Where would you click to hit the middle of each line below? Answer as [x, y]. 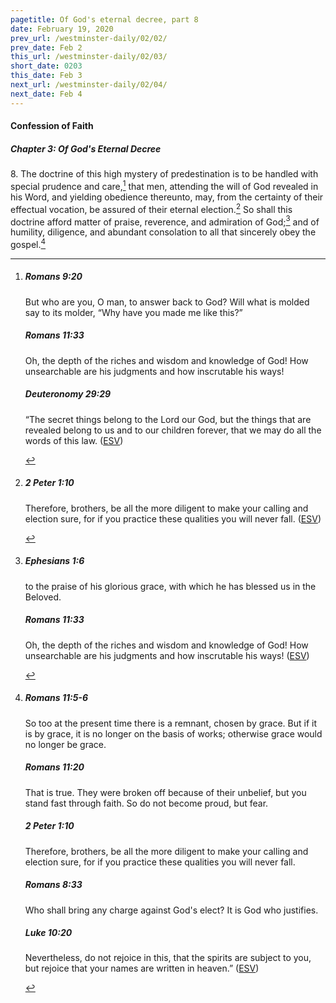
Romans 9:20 [53, 277]
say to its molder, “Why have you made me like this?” [133, 312]
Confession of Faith [52, 126]
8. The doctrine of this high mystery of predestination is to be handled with [164, 174]
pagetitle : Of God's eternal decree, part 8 [104, 19]
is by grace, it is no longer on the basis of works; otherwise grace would [173, 733]
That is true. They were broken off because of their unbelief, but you [165, 792]
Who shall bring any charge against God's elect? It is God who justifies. [171, 910]
